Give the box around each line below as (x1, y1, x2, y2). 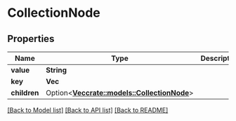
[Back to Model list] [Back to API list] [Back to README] (7, 106, 169, 114)
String (45, 65, 67, 75)
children (11, 88, 39, 97)
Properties (7, 33, 55, 45)
